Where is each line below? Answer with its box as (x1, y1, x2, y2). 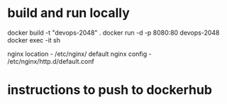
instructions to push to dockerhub (7, 82, 213, 98)
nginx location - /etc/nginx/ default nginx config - (7, 50, 152, 58)
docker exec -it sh (7, 35, 60, 44)
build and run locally (7, 5, 130, 21)
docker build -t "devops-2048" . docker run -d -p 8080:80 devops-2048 (7, 28, 220, 37)
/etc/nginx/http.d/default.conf (7, 57, 94, 65)
